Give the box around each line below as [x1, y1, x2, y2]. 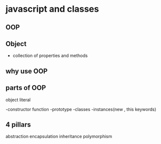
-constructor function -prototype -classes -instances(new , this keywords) [5, 106, 157, 112]
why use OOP [5, 67, 48, 75]
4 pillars [5, 120, 31, 129]
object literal [5, 97, 31, 103]
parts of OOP [5, 84, 46, 92]
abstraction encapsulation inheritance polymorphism [5, 134, 112, 140]
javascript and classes [5, 3, 99, 15]
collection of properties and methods [12, 53, 88, 58]
